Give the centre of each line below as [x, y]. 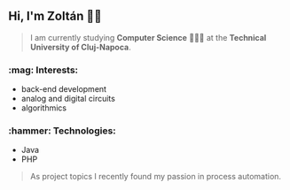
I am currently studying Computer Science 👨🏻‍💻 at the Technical [148, 37]
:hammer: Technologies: [62, 131]
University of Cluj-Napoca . [80, 47]
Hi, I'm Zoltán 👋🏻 [55, 16]
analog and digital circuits [68, 99]
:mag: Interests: [43, 70]
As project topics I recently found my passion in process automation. [155, 177]
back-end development [64, 89]
